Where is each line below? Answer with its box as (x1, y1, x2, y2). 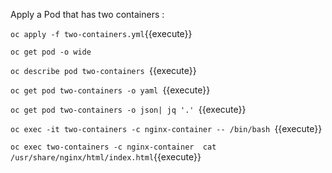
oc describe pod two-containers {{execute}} (10, 65, 197, 76)
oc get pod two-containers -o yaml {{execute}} (10, 84, 211, 96)
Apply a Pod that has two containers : (10, 9, 165, 20)
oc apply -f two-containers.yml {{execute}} (10, 28, 193, 39)
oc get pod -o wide (10, 47, 92, 57)
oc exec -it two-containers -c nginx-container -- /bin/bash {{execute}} (10, 123, 323, 134)
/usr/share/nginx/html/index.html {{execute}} (10, 151, 202, 163)
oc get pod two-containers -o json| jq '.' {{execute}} (10, 104, 247, 115)
